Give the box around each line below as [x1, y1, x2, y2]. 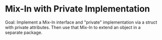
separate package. [5, 29, 43, 35]
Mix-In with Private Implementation [5, 3, 150, 14]
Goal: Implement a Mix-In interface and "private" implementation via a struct [5, 19, 158, 25]
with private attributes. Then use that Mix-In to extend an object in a [5, 24, 141, 30]
